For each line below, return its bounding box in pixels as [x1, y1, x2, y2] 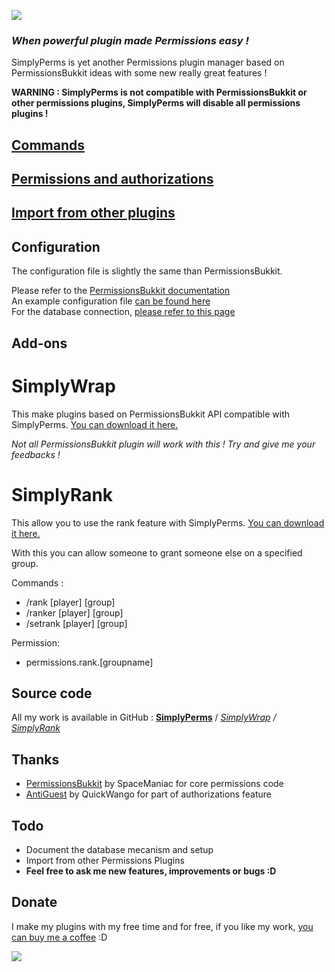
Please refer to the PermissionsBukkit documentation [11, 285, 231, 297]
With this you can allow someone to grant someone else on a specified [11, 546, 303, 559]
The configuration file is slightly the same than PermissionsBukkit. [11, 265, 283, 277]
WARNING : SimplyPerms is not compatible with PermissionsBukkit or [11, 86, 308, 99]
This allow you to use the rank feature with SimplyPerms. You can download [11, 516, 325, 529]
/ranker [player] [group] [25, 606, 124, 619]
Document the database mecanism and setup [25, 843, 214, 855]
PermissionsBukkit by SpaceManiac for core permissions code [25, 778, 284, 790]
